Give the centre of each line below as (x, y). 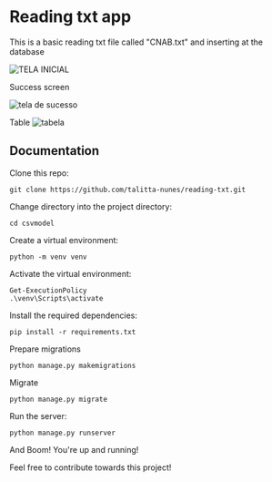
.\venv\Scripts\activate (56, 298)
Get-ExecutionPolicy (49, 290)
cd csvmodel (32, 223)
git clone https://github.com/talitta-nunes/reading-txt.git (128, 190)
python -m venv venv (49, 257)
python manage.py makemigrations (73, 365)
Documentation (55, 151)
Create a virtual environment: (64, 240)
